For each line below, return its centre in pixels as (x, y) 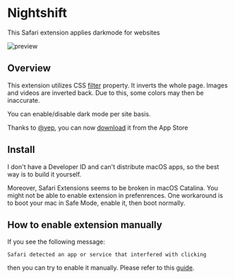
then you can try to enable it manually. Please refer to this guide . (101, 268)
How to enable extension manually (85, 224)
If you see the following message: (56, 242)
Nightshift (37, 13)
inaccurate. (24, 100)
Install (21, 150)
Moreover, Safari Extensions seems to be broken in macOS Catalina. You (113, 187)
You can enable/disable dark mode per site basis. (79, 113)
